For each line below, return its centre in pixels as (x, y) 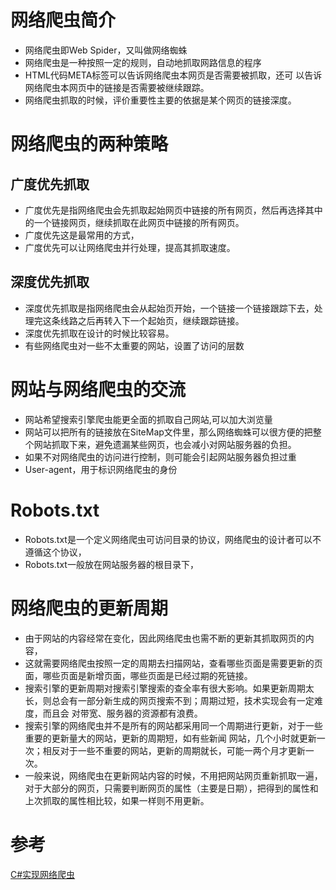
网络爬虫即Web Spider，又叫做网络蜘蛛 (106, 50)
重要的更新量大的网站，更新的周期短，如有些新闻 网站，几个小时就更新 (170, 738)
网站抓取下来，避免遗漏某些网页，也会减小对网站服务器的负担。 (165, 444)
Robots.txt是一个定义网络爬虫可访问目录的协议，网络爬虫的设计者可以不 (173, 539)
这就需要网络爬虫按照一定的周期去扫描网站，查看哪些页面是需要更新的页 (173, 663)
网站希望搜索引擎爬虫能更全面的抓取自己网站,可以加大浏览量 (148, 419)
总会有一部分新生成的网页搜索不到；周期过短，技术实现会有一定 (183, 700)
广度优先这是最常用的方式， (82, 235)
